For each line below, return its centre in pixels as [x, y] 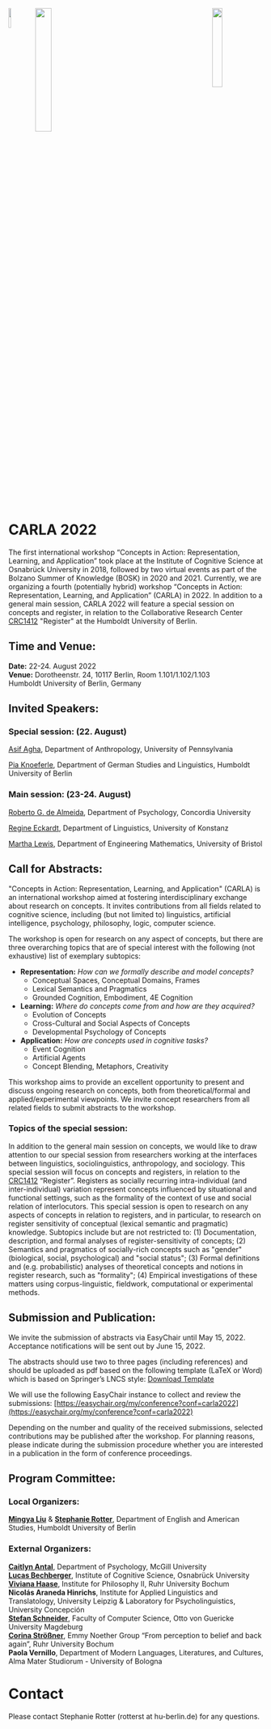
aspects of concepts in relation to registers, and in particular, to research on [135, 1215]
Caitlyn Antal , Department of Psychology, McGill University [108, 1566]
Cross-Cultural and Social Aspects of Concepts [111, 1023]
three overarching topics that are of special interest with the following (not [132, 947]
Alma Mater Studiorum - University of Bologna [85, 1661]
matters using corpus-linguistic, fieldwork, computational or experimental [131, 1284]
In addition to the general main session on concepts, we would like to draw [133, 1146]
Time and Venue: [52, 646]
